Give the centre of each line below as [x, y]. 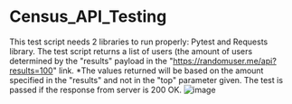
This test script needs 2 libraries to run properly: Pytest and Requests [139, 42]
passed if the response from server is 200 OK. [96, 90]
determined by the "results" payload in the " [91, 61]
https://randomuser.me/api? [225, 61]
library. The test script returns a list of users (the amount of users [131, 51]
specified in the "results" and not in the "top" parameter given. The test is [146, 80]
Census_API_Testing [88, 17]
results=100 [31, 71]
